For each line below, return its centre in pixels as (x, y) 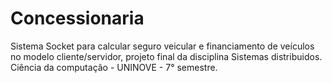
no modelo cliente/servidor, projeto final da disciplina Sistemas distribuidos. (166, 56)
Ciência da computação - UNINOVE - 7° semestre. (114, 67)
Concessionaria (77, 18)
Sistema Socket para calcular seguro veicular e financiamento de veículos (162, 46)
